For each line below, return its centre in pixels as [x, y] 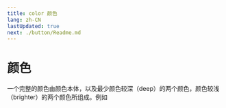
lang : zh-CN [24, 20]
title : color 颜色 [32, 13]
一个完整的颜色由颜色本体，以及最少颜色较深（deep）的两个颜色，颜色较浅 [113, 89]
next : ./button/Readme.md [44, 32]
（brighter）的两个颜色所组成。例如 [58, 97]
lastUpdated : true [33, 26]
